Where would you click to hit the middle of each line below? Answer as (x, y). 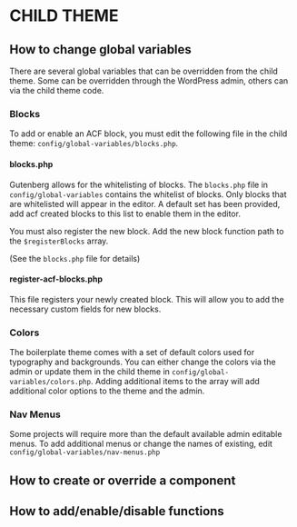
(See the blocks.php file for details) (75, 258)
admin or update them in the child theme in (90, 372)
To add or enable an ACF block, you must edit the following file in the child (148, 134)
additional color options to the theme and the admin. (107, 391)
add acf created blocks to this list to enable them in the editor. (125, 214)
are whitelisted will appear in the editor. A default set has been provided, (145, 204)
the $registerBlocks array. (59, 241)
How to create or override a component (123, 480)
